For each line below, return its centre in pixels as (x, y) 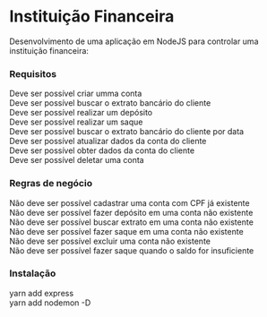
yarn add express (42, 293)
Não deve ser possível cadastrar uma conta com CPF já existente (129, 202)
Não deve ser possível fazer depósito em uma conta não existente (131, 212)
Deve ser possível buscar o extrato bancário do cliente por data (127, 132)
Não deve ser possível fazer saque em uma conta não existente (126, 231)
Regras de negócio (51, 184)
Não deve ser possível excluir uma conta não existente (110, 241)
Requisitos (33, 73)
